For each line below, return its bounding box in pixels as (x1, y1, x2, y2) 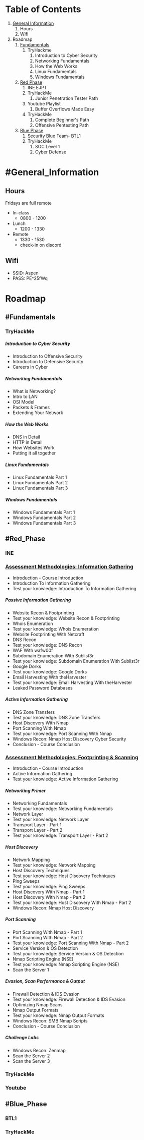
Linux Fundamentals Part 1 (12, 474, 67, 480)
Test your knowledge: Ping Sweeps (12, 883, 86, 889)
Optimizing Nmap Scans (12, 1001, 63, 1007)
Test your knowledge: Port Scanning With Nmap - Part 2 (12, 940, 129, 946)
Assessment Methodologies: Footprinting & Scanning (5, 754, 139, 761)
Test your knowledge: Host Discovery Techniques (12, 873, 115, 879)
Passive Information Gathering (5, 597, 71, 603)
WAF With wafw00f (12, 647, 53, 653)
